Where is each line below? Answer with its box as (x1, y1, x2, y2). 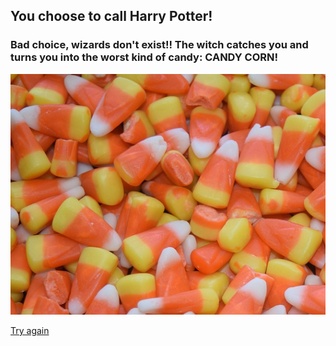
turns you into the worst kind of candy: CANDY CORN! (10, 50, 278, 64)
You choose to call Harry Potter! (10, 8, 213, 25)
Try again (10, 325, 50, 337)
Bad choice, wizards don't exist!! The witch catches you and (10, 38, 309, 52)
